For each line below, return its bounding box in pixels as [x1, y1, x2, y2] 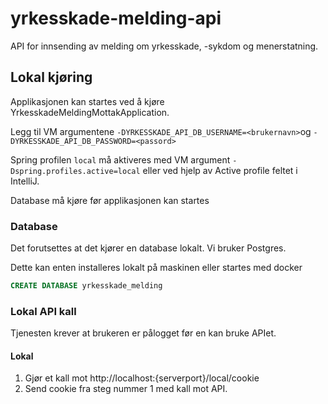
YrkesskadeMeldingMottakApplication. [10, 106, 170, 118]
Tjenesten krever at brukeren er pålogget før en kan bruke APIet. [10, 327, 277, 339]
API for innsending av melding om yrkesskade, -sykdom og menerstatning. [10, 40, 319, 52]
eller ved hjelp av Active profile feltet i [142, 164, 298, 176]
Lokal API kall [10, 304, 77, 318]
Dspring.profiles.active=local [10, 166, 141, 176]
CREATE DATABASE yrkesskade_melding [10, 281, 163, 291]
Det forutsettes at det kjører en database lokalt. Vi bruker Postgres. [10, 242, 287, 254]
